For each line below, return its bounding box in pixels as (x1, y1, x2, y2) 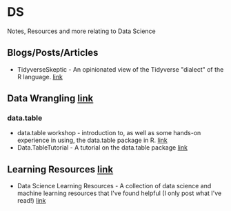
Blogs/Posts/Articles (7, 47, 99, 59)
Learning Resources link (7, 163, 114, 175)
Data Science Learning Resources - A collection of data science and (17, 182, 212, 190)
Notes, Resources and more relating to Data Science (7, 27, 157, 35)
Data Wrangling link (7, 92, 94, 104)
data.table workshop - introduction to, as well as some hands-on (17, 129, 201, 137)
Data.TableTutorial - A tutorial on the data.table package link (17, 143, 188, 152)
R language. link (17, 72, 63, 81)
